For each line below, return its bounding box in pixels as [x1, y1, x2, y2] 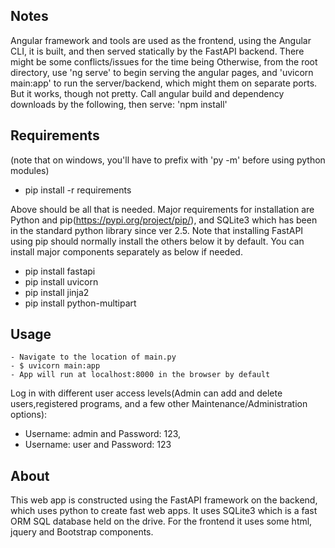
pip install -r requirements [24, 184, 132, 196]
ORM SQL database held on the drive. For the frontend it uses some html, [10, 515, 313, 528]
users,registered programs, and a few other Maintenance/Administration [10, 398, 308, 410]
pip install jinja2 [24, 286, 90, 298]
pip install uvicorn [24, 275, 99, 288]
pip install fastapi [24, 265, 96, 277]
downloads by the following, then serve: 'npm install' [10, 98, 228, 110]
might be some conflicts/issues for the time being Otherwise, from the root [10, 55, 318, 68]
